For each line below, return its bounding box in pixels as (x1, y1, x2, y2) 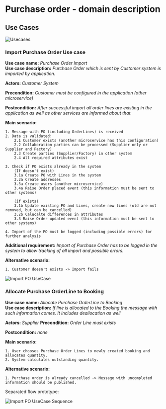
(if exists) (14, 199, 39, 204)
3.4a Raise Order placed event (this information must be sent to (14, 186, 155, 191)
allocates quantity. (5, 353, 48, 358)
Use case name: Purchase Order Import (5, 60, 87, 66)
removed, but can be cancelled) (5, 208, 72, 213)
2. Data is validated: (5, 134, 52, 139)
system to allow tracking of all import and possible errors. (5, 247, 124, 254)
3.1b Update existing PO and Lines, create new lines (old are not (14, 203, 157, 208)
